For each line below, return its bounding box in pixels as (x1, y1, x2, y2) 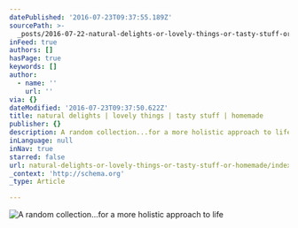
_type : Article (9, 178, 66, 186)
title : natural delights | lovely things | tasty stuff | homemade (9, 111, 264, 120)
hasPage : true (9, 54, 62, 63)
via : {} (9, 95, 38, 104)
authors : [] (9, 46, 53, 55)
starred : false (9, 152, 66, 162)
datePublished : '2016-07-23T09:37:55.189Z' (9, 12, 173, 22)
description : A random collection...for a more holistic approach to (9, 128, 272, 137)
